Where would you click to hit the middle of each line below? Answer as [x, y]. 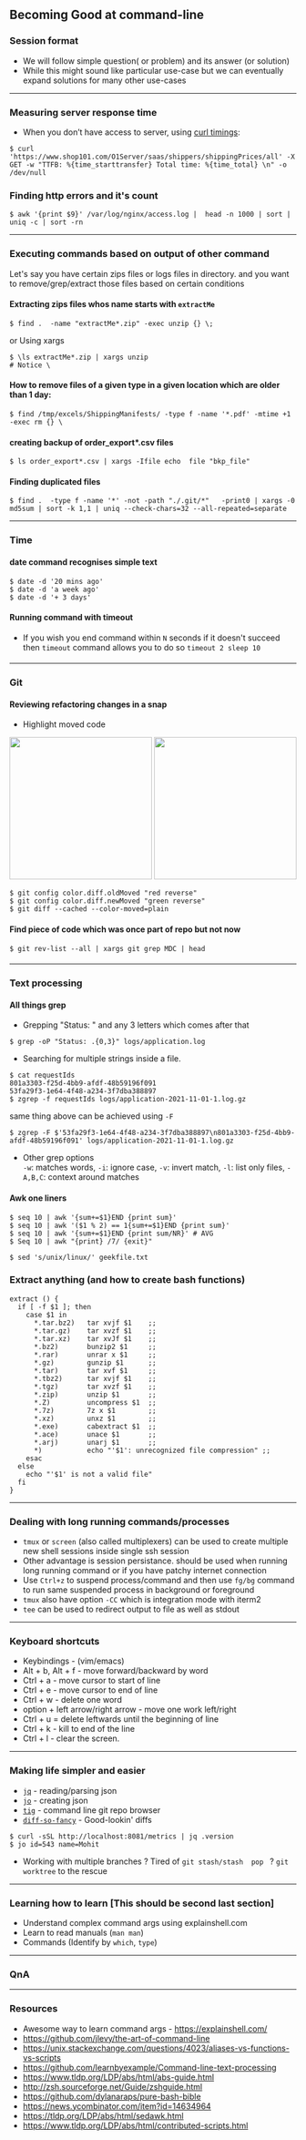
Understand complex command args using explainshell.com [135, 1923]
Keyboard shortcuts [55, 1642]
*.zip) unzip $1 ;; [95, 1394]
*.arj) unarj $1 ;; [95, 1442]
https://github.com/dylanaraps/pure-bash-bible [112, 2096]
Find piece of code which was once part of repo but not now [125, 929]
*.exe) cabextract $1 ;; [95, 1426]
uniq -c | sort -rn [46, 222]
